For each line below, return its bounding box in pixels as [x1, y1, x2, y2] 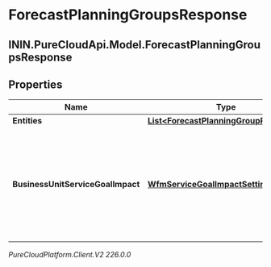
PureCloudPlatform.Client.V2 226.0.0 [8, 250, 131, 260]
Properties [8, 77, 63, 91]
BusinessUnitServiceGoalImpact [12, 179, 140, 190]
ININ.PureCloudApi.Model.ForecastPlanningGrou [8, 38, 261, 52]
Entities [12, 115, 43, 127]
